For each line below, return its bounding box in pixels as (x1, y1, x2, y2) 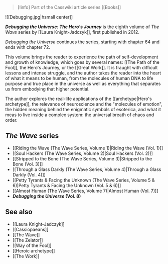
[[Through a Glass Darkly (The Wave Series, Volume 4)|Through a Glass (12, 166, 161, 172)
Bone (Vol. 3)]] (12, 161, 43, 167)
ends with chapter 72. (5, 44, 50, 50)
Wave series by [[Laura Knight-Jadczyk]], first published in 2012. (5, 29, 139, 35)
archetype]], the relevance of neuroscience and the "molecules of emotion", (5, 101, 163, 107)
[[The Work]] (12, 253, 40, 259)
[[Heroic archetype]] (12, 247, 55, 253)
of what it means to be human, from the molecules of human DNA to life (5, 75, 154, 81)
